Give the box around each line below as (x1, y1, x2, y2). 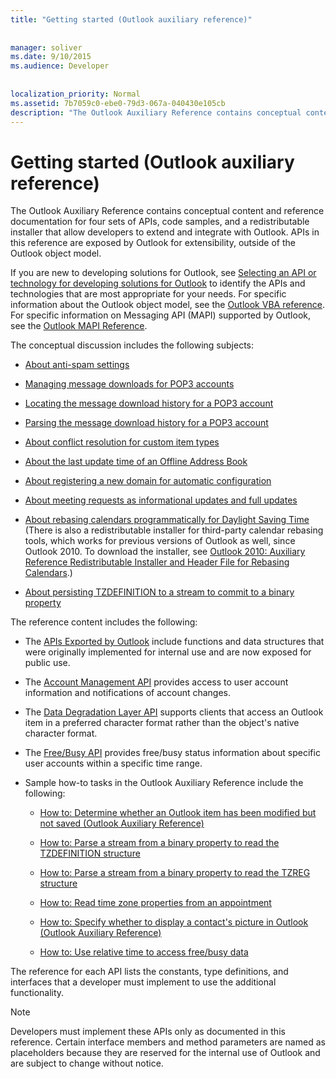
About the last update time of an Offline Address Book (24, 456, 248, 468)
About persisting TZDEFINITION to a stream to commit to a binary (24, 586, 295, 598)
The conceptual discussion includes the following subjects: (10, 339, 254, 351)
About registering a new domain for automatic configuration (24, 475, 272, 487)
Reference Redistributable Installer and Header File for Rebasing (24, 556, 290, 568)
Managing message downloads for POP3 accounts (24, 378, 235, 390)
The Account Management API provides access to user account (24, 676, 289, 688)
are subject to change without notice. (10, 1057, 164, 1070)
